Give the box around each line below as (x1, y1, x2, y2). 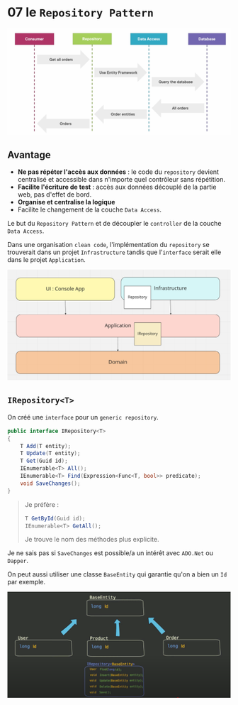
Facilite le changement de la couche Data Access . (17, 205, 161, 214)
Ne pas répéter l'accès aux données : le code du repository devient (17, 168, 220, 176)
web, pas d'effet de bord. (17, 190, 92, 199)
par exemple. (7, 578, 46, 586)
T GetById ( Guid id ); (24, 515, 86, 522)
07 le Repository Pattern (7, 4, 154, 21)
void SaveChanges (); (20, 480, 81, 487)
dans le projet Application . (7, 256, 86, 264)
